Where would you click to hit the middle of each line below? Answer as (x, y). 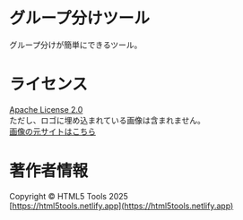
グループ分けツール (80, 18)
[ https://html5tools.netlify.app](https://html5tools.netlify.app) (121, 206)
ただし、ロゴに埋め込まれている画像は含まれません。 (108, 120)
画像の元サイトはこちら (52, 131)
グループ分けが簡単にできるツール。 (76, 45)
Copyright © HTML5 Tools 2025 (69, 196)
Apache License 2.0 (46, 109)
